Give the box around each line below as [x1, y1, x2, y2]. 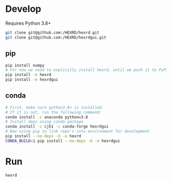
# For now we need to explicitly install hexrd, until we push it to [5, 67, 157, 72]
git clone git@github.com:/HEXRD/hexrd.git [5, 30, 100, 35]
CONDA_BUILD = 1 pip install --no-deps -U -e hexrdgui [5, 138, 120, 143]
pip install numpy [5, 63, 45, 68]
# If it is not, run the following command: [5, 110, 102, 115]
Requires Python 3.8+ [5, 20, 51, 26]
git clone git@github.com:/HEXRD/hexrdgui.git [5, 34, 106, 40]
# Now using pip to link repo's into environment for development [5, 129, 150, 134]
